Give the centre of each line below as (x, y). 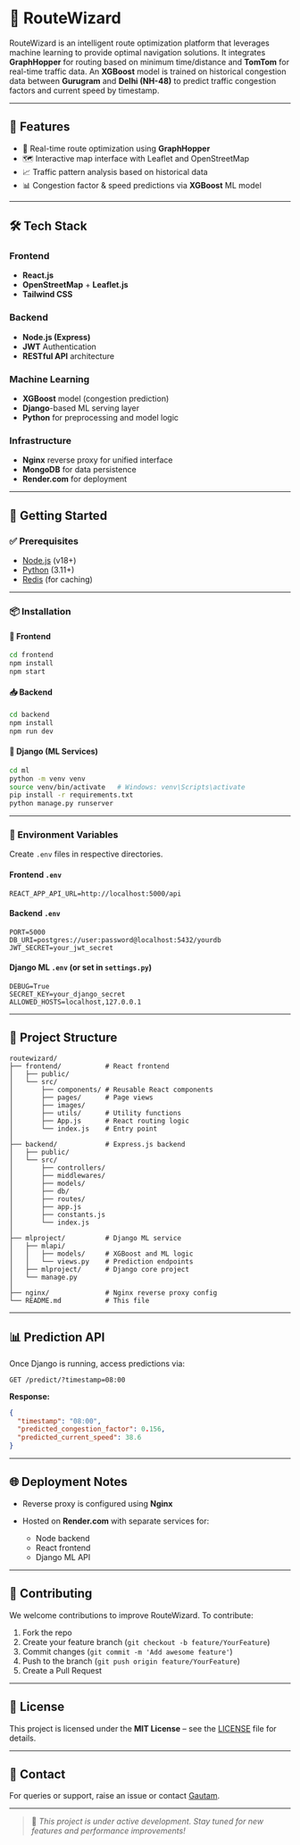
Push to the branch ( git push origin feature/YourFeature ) (131, 1661)
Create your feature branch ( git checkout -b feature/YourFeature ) (146, 1641)
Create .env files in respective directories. (86, 854)
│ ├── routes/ (48, 1199)
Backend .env (35, 914)
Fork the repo (47, 1632)
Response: (30, 1396)
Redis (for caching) (58, 580)
